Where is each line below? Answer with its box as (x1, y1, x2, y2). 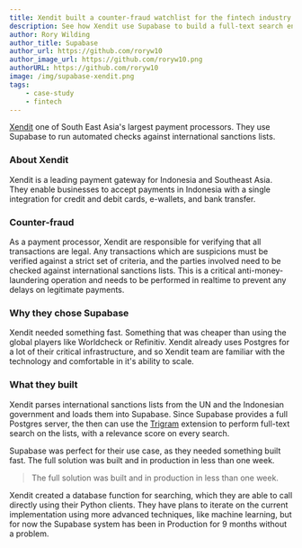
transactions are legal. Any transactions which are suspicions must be (9, 245, 269, 257)
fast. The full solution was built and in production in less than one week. (9, 454, 275, 465)
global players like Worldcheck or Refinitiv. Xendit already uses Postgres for (9, 337, 290, 348)
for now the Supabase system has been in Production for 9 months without (9, 518, 288, 529)
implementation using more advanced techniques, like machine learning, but (9, 508, 292, 519)
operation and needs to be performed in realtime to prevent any (50, 274, 287, 285)
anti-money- (237, 265, 284, 276)
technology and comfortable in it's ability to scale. (9, 356, 195, 367)
